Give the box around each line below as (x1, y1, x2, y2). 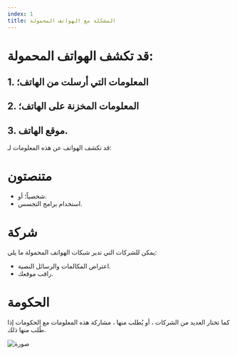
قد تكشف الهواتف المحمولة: (7, 48, 154, 64)
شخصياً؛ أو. (17, 192, 48, 200)
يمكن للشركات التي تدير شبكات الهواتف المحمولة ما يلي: (7, 248, 157, 257)
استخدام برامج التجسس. (17, 200, 83, 208)
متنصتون (7, 168, 52, 185)
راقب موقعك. (17, 269, 53, 278)
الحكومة (7, 294, 50, 311)
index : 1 (7, 10, 33, 18)
